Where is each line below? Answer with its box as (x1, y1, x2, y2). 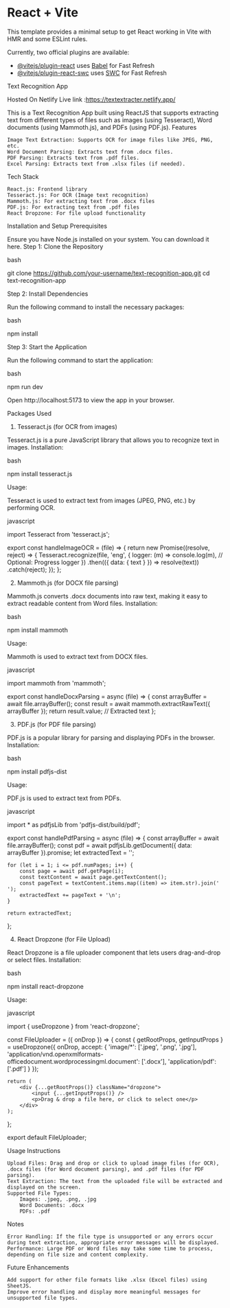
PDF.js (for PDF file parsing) (16, 720, 96, 728)
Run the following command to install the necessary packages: (7, 303, 185, 311)
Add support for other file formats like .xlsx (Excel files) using (7, 1276, 207, 1283)
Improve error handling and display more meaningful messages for (7, 1288, 201, 1295)
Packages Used (7, 409, 51, 417)
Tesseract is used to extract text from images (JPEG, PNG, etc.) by (7, 496, 196, 504)
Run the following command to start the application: (7, 355, 153, 364)
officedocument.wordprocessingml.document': (7, 1057, 141, 1065)
